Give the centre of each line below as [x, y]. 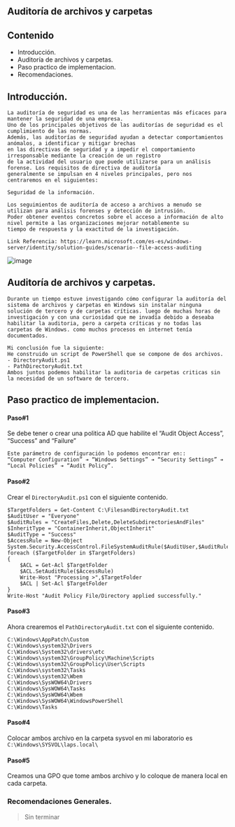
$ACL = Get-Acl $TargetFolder [64, 565]
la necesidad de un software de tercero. [69, 378]
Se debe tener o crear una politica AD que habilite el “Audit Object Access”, [116, 433]
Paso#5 [19, 760]
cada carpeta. [27, 784]
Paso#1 [18, 418]
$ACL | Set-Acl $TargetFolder [64, 583]
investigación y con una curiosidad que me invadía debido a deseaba [111, 317]
